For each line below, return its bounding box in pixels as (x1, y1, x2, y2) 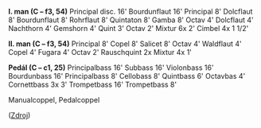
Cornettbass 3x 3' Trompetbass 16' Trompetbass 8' (8, 80, 177, 89)
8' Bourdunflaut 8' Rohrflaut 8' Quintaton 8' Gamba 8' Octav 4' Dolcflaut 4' (8, 15, 255, 25)
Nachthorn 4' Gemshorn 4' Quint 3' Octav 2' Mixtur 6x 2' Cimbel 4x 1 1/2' (8, 24, 249, 33)
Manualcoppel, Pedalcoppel (8, 95, 100, 104)
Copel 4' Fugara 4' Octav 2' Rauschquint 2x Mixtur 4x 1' (8, 48, 193, 56)
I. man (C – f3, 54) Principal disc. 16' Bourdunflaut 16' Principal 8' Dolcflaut (8, 7, 253, 16)
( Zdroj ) (8, 111, 31, 120)
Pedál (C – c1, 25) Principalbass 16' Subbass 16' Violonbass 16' (8, 63, 214, 72)
